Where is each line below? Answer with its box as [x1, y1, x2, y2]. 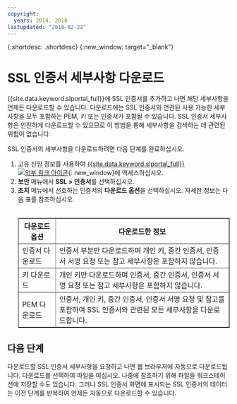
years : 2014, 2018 [13, 17, 68, 24]
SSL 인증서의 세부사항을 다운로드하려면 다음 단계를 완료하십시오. [7, 145, 185, 153]
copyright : [7, 10, 39, 18]
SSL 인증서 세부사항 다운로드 [7, 70, 164, 85]
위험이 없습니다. [7, 130, 51, 138]
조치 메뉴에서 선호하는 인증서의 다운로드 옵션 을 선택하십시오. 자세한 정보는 [17, 186, 221, 195]
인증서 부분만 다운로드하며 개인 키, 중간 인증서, [59, 246, 205, 256]
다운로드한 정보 [119, 227, 166, 237]
